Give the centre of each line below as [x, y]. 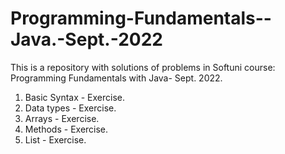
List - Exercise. [55, 139]
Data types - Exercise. [70, 108]
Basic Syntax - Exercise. [75, 97]
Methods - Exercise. [66, 129]
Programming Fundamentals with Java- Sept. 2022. [116, 78]
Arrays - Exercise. [62, 118]
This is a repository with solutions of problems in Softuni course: [143, 67]
